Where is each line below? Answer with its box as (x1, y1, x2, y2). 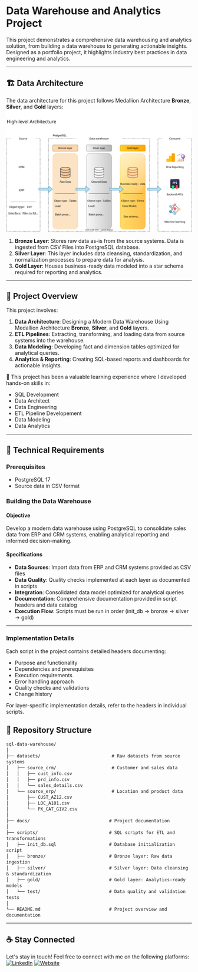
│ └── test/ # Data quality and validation (6, 889, 186, 895)
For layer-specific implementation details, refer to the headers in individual (6, 701, 187, 709)
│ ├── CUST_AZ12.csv (6, 795, 72, 800)
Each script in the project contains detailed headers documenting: (6, 647, 166, 655)
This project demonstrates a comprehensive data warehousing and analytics (6, 36, 192, 43)
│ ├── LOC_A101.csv (6, 800, 70, 806)
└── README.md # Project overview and (6, 907, 167, 912)
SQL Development (14, 391, 59, 398)
